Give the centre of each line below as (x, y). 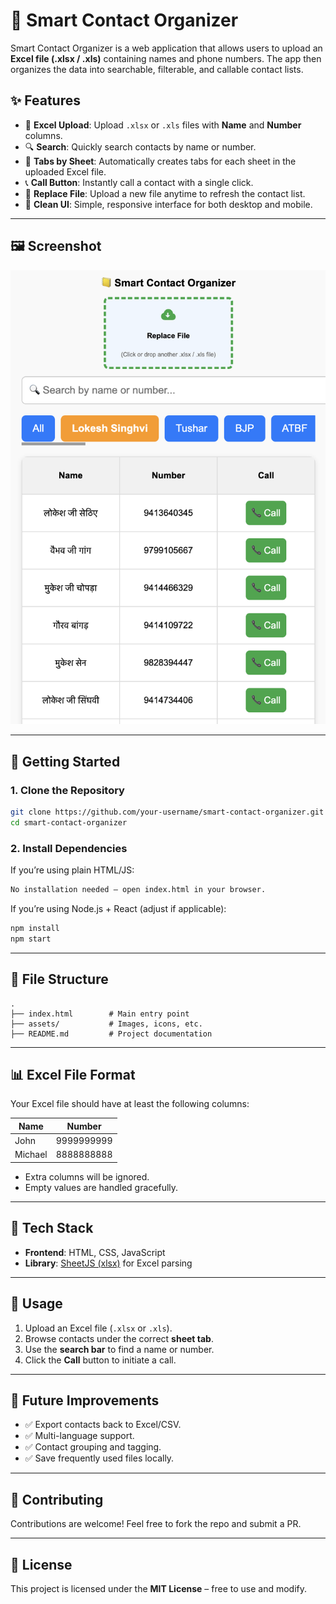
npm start (31, 939)
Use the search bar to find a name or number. (119, 1349)
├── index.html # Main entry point (100, 1014)
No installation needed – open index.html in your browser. (138, 890)
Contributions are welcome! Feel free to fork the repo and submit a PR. (156, 1524)
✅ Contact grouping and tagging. (93, 1447)
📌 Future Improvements (85, 1400)
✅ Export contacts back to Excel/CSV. (103, 1425)
